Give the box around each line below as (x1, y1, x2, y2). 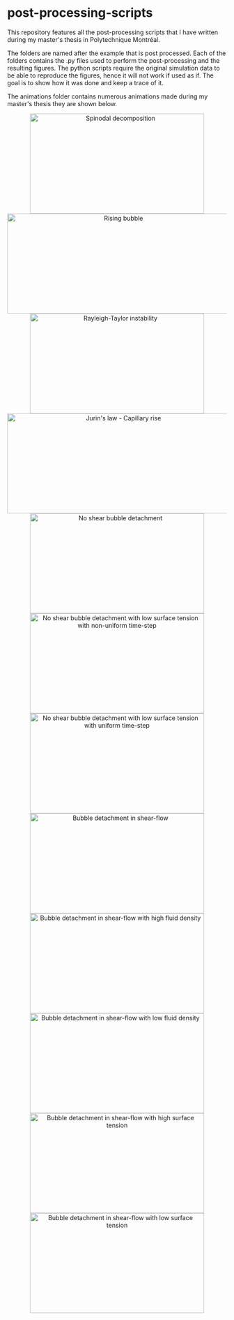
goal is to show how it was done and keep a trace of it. (7, 78, 164, 87)
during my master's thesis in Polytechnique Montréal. (7, 35, 160, 43)
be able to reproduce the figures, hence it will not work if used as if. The (7, 71, 214, 80)
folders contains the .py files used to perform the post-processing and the (7, 56, 220, 64)
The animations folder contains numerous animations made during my (7, 92, 208, 101)
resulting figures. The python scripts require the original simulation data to (7, 64, 221, 72)
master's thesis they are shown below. (7, 99, 117, 108)
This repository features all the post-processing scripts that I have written (7, 28, 219, 36)
